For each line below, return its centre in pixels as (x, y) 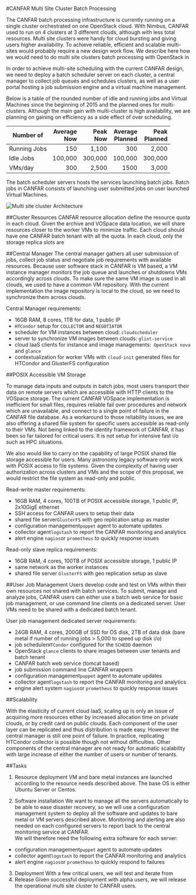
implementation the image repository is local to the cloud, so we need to (93, 291)
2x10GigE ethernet (37, 507)
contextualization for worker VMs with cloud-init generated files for (97, 357)
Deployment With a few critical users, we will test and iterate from (94, 873)
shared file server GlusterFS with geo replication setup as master (92, 519)
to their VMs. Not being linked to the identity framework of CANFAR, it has (95, 429)
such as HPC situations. (35, 442)
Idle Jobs (22, 158)
